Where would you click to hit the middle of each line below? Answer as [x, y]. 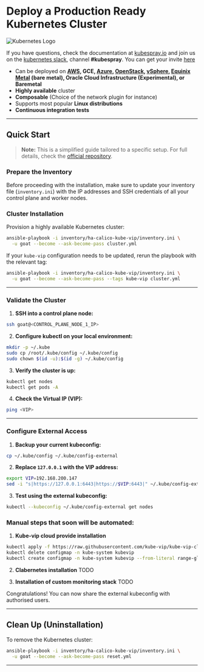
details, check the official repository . [66, 156]
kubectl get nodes [29, 381]
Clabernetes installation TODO [54, 570]
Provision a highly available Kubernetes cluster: [66, 227]
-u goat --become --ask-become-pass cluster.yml [74, 244]
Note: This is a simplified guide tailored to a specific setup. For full [104, 149]
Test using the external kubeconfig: [61, 496]
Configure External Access [47, 431]
